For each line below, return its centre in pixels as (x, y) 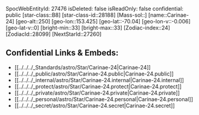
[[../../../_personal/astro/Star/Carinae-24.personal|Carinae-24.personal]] (104, 99)
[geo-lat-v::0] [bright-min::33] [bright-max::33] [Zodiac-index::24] (88, 28)
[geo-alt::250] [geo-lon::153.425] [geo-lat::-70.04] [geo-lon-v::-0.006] (103, 21)
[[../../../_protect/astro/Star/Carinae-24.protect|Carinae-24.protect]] (98, 86)
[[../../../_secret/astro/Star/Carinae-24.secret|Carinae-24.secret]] (95, 105)
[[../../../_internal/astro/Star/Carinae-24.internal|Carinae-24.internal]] (99, 80)
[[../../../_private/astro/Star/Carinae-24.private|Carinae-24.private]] (97, 93)
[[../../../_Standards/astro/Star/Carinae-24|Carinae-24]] (83, 67)
